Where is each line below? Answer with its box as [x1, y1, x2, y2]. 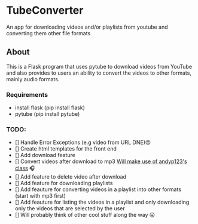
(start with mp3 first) [14, 192, 66, 200]
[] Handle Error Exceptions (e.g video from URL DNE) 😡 [14, 139, 151, 146]
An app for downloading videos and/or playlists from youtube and [6, 23, 169, 30]
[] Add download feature [14, 152, 76, 159]
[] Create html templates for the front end [14, 145, 117, 152]
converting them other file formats [6, 29, 91, 36]
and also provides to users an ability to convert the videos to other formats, [6, 69, 191, 76]
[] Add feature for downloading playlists [14, 180, 113, 187]
